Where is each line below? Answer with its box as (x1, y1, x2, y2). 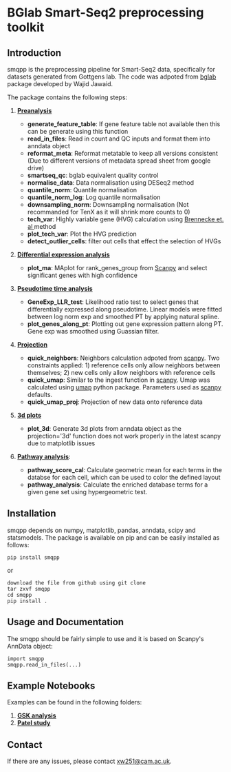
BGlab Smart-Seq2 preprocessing (7, 5, 204, 21)
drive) (27, 164, 45, 172)
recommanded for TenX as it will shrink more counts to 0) (27, 208, 190, 216)
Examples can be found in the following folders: (7, 698, 142, 707)
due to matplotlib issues (27, 439, 96, 447)
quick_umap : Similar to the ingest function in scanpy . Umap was (27, 376, 210, 384)
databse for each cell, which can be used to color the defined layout (27, 474, 221, 481)
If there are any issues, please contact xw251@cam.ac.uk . (7, 757, 172, 766)
